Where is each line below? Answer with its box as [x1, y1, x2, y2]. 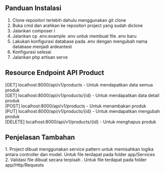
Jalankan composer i [12, 27, 55, 34]
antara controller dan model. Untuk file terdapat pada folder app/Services [5, 152, 155, 158]
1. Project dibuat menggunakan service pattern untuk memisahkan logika [5, 146, 154, 152]
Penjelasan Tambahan [5, 133, 75, 142]
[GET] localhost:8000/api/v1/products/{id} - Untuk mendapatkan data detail [5, 92, 160, 98]
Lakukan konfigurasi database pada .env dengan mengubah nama [12, 38, 148, 44]
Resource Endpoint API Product [5, 69, 105, 77]
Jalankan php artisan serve [12, 54, 68, 60]
